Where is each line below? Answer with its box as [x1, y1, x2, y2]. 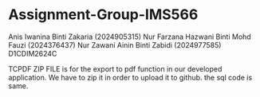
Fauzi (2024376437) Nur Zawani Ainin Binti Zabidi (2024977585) [8, 40, 222, 49]
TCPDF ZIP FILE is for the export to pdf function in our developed [8, 64, 223, 73]
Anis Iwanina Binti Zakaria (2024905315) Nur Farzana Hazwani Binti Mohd [8, 32, 251, 41]
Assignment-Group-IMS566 [8, 6, 199, 24]
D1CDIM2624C [8, 48, 57, 58]
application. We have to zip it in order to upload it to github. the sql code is [8, 72, 253, 82]
